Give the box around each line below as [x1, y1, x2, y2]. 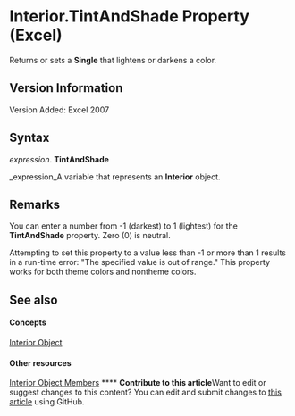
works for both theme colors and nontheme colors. [9, 266, 197, 278]
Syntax [9, 130, 50, 146]
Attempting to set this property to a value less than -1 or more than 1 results [9, 247, 287, 258]
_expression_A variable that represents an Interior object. [9, 171, 221, 182]
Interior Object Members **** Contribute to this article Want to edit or [9, 378, 266, 388]
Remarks [9, 196, 61, 212]
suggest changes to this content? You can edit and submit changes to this [9, 387, 282, 398]
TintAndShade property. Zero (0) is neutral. [9, 230, 172, 241]
